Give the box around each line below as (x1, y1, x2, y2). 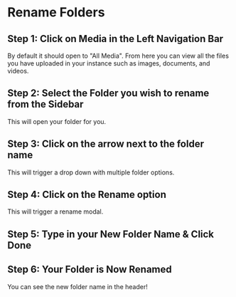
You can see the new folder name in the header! (7, 282, 148, 291)
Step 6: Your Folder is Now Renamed (7, 264, 172, 276)
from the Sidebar (7, 98, 84, 110)
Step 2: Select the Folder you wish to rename (7, 87, 210, 100)
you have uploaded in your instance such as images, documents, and (7, 59, 210, 68)
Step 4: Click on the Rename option (7, 189, 167, 201)
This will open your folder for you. (7, 117, 107, 125)
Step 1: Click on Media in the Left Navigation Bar (7, 33, 224, 45)
